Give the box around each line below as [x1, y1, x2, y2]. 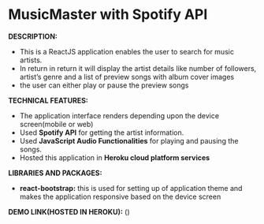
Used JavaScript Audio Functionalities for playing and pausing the [19, 136, 239, 145]
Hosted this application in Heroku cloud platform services [19, 152, 210, 162]
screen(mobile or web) [19, 119, 94, 129]
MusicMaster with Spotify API [8, 6, 208, 24]
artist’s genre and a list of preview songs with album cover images [19, 72, 235, 81]
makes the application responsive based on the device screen [19, 192, 221, 201]
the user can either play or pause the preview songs [19, 80, 189, 90]
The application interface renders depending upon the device [19, 110, 219, 120]
